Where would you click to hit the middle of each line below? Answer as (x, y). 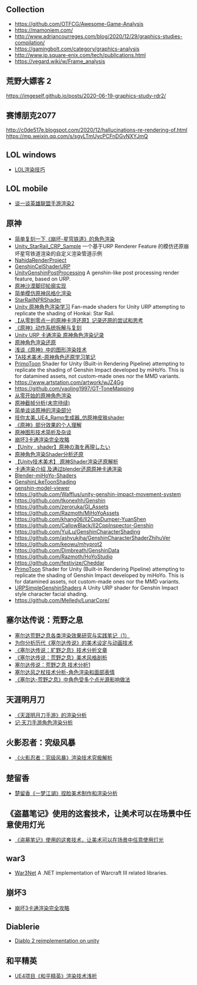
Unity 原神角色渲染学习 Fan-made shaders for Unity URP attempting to (100, 306)
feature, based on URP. (43, 279)
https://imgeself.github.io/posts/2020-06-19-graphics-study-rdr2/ (86, 96)
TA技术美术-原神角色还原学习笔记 (55, 357)
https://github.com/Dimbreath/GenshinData (67, 550)
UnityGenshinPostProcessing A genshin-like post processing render (97, 272)
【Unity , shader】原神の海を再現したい (62, 447)
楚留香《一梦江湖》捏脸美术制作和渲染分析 (66, 793)
